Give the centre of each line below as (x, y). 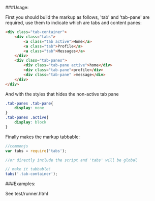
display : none (29, 108)
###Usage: (17, 7)
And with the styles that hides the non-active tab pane (62, 94)
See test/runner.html (27, 194)
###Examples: (20, 184)
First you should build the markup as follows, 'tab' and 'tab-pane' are (77, 17)
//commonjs (17, 146)
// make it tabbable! (28, 169)
